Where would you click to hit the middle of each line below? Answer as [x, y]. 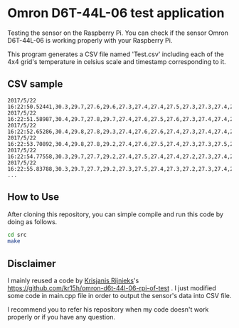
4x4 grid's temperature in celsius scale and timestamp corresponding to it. [117, 61]
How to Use [33, 197]
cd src [17, 235]
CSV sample [35, 84]
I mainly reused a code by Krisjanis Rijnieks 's [73, 281]
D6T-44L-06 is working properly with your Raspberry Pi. [90, 40]
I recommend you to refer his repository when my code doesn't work [108, 310]
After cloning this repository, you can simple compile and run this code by [116, 214]
